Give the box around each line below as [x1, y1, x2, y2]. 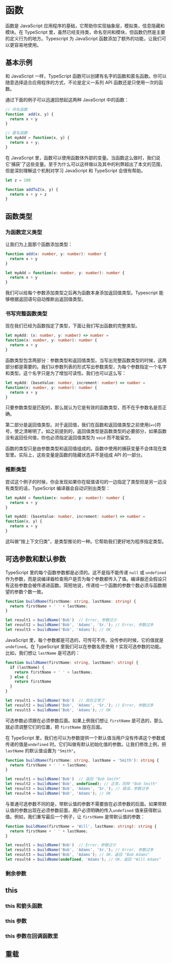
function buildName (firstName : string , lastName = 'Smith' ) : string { [5, 757, 159, 763]
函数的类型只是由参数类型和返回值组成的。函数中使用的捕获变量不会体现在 [5, 446, 162, 452]
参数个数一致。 [14, 588, 46, 595]
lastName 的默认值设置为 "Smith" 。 [5, 747, 78, 754]
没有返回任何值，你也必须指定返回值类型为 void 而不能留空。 [5, 434, 134, 441]
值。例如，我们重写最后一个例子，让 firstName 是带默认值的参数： [5, 813, 145, 819]
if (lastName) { [10, 665, 45, 670]
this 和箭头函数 [5, 902, 42, 910]
